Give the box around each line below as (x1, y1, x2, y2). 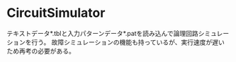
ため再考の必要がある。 (6, 46, 75, 55)
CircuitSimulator (6, 5, 106, 21)
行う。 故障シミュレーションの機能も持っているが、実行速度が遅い (30, 37, 225, 46)
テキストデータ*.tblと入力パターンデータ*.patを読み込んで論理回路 (6, 29, 199, 37)
